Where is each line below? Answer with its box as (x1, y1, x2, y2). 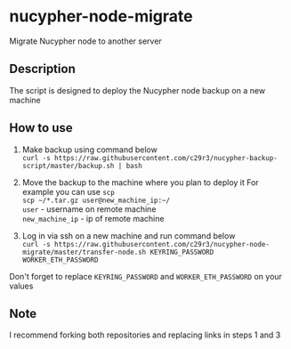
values (9, 280, 34, 291)
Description (9, 61, 76, 77)
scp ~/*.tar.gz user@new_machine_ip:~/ (21, 196, 171, 205)
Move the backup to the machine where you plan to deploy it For (21, 176, 260, 188)
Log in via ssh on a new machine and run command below (21, 230, 236, 241)
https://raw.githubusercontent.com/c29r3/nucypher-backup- (54, 153, 278, 162)
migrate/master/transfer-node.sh (21, 248, 147, 256)
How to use (9, 120, 73, 135)
